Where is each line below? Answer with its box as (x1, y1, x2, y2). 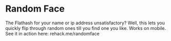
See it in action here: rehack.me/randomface (5, 30, 100, 36)
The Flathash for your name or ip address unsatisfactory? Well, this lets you (5, 20, 165, 26)
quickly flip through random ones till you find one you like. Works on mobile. (5, 25, 166, 31)
